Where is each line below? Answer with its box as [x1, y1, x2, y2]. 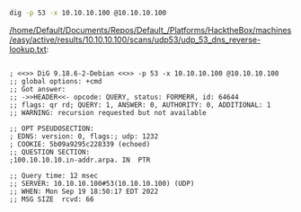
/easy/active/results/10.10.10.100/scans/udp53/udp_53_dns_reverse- [9, 34, 261, 45]
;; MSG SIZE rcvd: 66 [9, 194, 94, 204]
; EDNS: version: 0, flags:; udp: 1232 [9, 131, 159, 141]
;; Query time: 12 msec [9, 171, 99, 180]
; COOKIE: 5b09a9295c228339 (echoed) [9, 139, 151, 148]
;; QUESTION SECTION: [9, 147, 91, 156]
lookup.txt [9, 43, 47, 54]
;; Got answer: [9, 84, 66, 93]
